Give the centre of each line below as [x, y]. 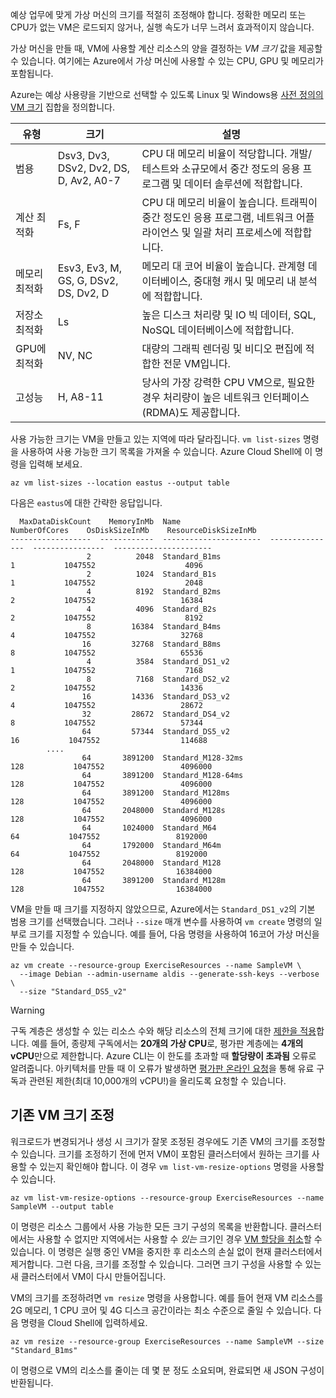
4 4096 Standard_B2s [151, 609]
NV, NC [75, 355]
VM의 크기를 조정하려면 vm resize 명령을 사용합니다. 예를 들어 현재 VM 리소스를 [167, 1297]
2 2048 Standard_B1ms [154, 557]
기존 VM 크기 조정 [62, 1115]
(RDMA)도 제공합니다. [191, 412]
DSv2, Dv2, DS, [94, 168]
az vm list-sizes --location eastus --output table [120, 483]
